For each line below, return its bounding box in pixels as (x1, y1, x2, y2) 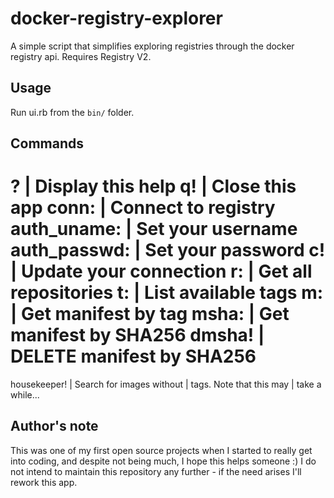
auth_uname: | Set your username (10, 218, 298, 241)
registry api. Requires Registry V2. (10, 50, 152, 62)
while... (10, 389, 40, 401)
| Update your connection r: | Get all (10, 260, 313, 283)
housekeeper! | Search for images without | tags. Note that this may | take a (10, 378, 322, 391)
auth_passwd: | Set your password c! (10, 239, 326, 262)
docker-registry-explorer (10, 7, 223, 30)
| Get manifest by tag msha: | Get (10, 303, 290, 326)
